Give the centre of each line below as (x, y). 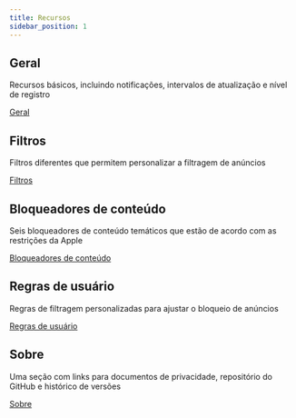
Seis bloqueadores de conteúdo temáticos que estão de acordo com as (143, 230)
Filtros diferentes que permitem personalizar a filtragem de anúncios (138, 163)
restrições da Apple (46, 240)
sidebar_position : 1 (49, 26)
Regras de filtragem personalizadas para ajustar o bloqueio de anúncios (144, 308)
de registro (30, 95)
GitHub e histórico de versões (65, 386)
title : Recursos (40, 18)
